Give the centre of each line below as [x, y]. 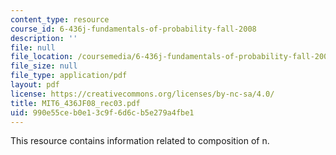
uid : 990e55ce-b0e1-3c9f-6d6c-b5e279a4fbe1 [102, 112]
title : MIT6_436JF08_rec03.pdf [75, 103]
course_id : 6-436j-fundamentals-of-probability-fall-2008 [133, 29]
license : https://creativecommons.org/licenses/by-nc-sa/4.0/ [142, 94]
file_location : [42, 57]
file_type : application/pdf [69, 76]
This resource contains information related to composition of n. [140, 141]
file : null [33, 47]
